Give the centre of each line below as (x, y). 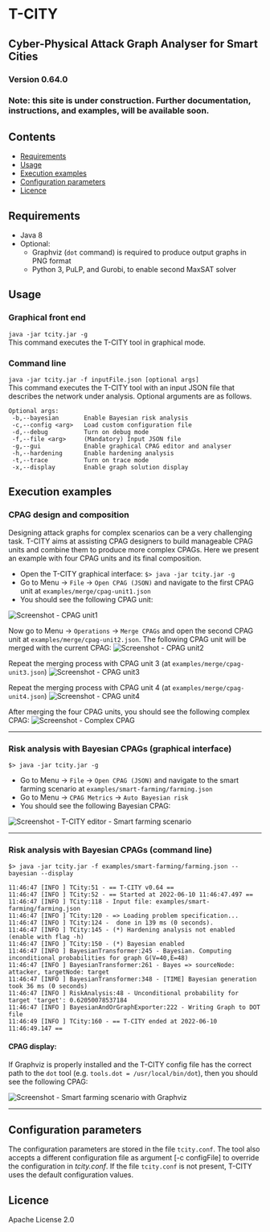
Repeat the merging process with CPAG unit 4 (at (90, 687)
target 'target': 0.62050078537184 (68, 1000)
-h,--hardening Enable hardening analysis (93, 453)
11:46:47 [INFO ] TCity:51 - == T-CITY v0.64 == (91, 888)
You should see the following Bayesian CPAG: (95, 806)
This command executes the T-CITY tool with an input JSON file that (122, 388)
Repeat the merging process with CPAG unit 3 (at (90, 663)
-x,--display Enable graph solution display (100, 468)
